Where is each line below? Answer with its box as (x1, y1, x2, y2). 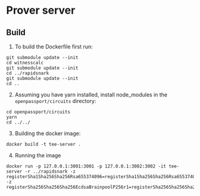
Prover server (6, 4, 76, 17)
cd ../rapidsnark (6, 70, 49, 76)
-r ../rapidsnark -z (24, 169, 76, 175)
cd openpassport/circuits (6, 109, 70, 115)
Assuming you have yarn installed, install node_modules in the (14, 91, 168, 98)
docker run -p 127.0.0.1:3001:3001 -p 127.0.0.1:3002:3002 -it (6, 163, 167, 169)
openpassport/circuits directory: (14, 98, 96, 104)
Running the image (14, 152, 61, 158)
